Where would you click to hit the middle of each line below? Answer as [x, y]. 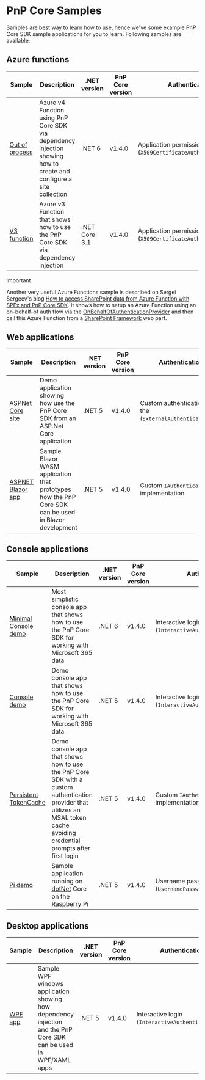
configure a [56, 179]
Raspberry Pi [70, 904]
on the [61, 897]
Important [19, 280]
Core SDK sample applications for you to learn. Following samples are [94, 34]
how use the [57, 403]
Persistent [24, 795]
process [21, 152]
